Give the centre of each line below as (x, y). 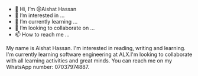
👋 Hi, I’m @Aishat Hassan (46, 9)
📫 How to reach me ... (42, 34)
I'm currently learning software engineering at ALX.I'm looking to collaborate (99, 54)
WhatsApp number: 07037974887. (48, 67)
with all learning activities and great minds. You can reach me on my (89, 61)
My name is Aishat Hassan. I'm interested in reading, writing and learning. (96, 48)
